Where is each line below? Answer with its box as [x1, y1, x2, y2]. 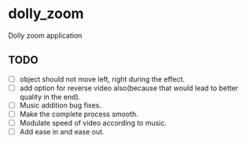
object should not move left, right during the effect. [19, 74, 185, 83]
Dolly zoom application [8, 31, 83, 40]
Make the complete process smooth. [19, 109, 139, 119]
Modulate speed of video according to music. [19, 119, 167, 127]
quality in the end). [19, 92, 81, 101]
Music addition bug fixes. [19, 100, 102, 110]
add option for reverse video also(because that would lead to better [19, 83, 239, 93]
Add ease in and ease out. [19, 127, 105, 137]
